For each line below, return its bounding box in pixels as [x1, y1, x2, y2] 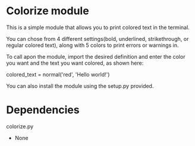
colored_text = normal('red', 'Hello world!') [6, 71, 110, 78]
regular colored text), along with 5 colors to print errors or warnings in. [6, 42, 179, 49]
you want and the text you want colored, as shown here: [6, 59, 144, 66]
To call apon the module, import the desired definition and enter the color [6, 53, 185, 60]
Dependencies [6, 103, 80, 117]
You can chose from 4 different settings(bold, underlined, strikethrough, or [6, 35, 189, 42]
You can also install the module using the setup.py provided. [6, 82, 154, 90]
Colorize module [6, 4, 89, 18]
